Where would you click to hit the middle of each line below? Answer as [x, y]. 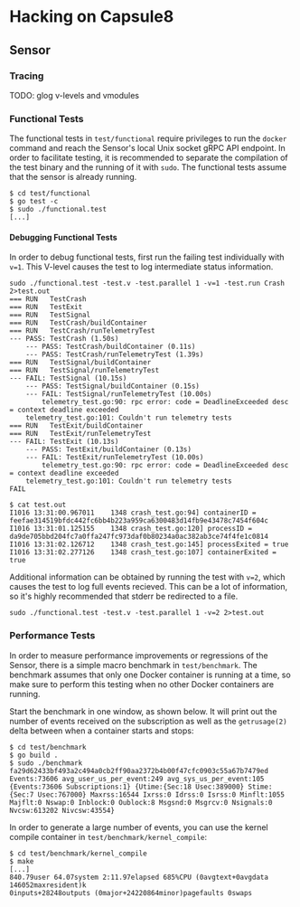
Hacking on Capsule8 [92, 17]
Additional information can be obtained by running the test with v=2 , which [148, 577]
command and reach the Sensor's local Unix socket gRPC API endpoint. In [148, 148]
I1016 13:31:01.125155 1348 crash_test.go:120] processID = [131, 529]
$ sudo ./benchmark [46, 763]
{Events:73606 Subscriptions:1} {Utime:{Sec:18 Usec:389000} [127, 787]
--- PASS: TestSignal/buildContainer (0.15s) [113, 386]
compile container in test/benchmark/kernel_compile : [108, 836]
